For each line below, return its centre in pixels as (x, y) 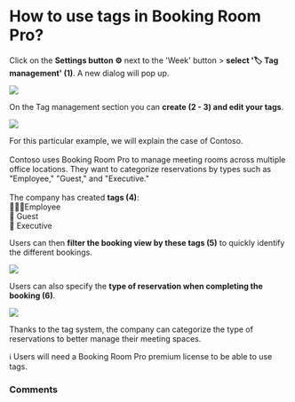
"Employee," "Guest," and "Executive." (79, 178)
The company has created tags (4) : (74, 197)
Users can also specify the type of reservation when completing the (136, 286)
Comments (33, 390)
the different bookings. (51, 252)
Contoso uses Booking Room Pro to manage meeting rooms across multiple (147, 159)
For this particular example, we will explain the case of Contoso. (126, 140)
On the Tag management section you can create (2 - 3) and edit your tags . (147, 106)
